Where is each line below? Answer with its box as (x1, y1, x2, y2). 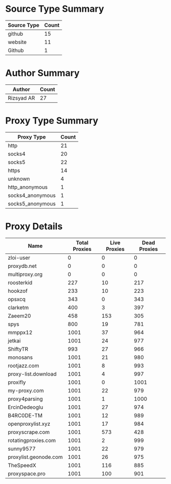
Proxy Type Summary (5, 115, 98, 127)
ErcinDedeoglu (8, 403, 43, 410)
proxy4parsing (8, 395, 43, 402)
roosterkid (8, 279, 33, 286)
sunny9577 (8, 445, 36, 452)
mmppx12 (8, 329, 33, 336)
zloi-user (8, 254, 31, 261)
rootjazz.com (8, 362, 39, 369)
